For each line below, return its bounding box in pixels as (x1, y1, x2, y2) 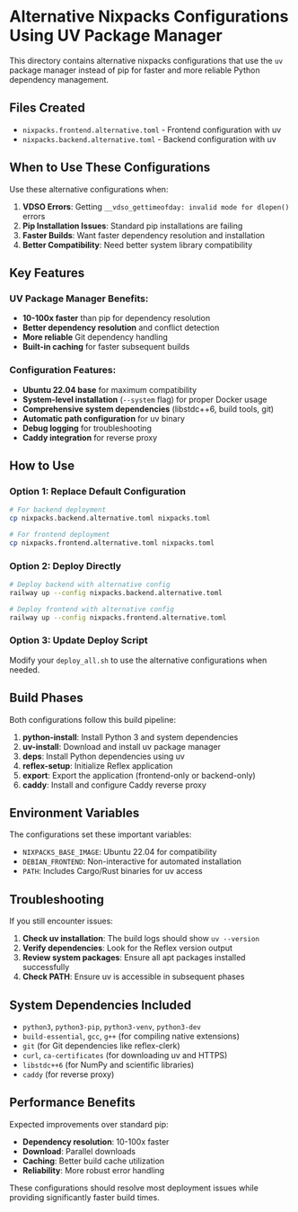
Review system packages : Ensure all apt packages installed (22, 952, 246, 963)
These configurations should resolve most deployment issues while (9, 1182, 259, 1193)
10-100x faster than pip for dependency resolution (22, 313, 211, 324)
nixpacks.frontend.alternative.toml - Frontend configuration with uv (22, 124, 282, 135)
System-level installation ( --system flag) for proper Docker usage (22, 394, 267, 405)
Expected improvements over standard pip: (9, 1118, 169, 1129)
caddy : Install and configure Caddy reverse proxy (22, 780, 206, 790)
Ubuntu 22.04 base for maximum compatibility (22, 384, 197, 395)
